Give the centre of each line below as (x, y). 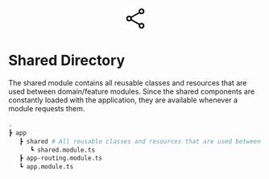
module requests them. (47, 108)
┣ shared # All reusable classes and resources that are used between (140, 141)
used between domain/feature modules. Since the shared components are (132, 91)
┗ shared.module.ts (62, 150)
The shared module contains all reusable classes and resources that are (128, 82)
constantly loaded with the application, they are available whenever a (123, 100)
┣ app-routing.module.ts (61, 158)
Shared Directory (67, 61)
